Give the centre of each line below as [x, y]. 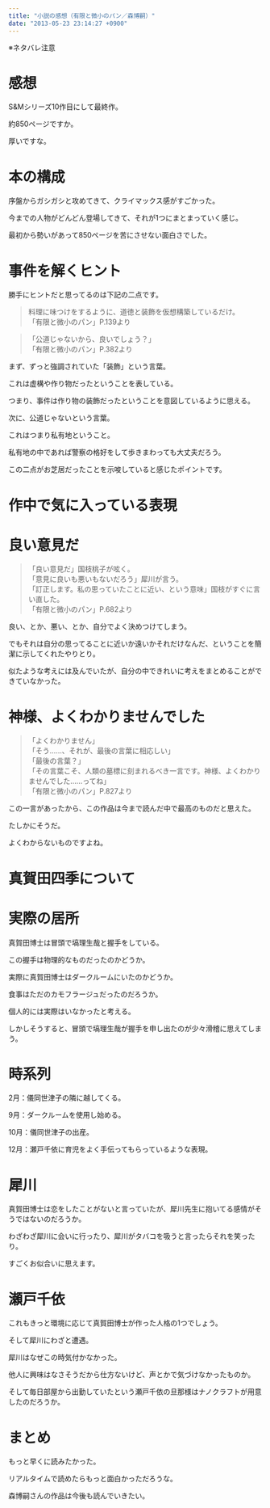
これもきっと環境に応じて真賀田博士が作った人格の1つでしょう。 [116, 1323]
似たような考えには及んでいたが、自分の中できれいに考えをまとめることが [132, 671]
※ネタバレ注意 [32, 47]
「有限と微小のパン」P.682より [80, 609]
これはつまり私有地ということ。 [61, 435]
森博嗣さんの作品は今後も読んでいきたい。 [79, 1496]
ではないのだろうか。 [50, 1219]
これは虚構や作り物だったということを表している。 [93, 384]
